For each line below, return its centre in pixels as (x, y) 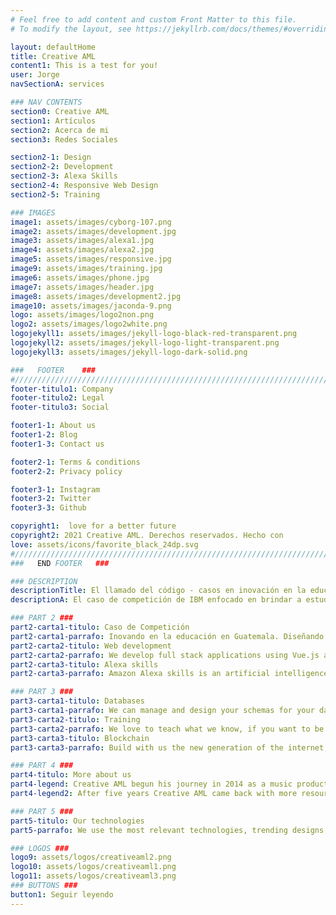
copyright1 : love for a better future (93, 526)
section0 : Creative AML (60, 111)
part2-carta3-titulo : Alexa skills (84, 664)
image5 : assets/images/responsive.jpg (91, 259)
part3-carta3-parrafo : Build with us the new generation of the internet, (169, 747)
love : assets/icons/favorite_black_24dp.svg (104, 544)
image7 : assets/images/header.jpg (82, 287)
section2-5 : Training (55, 194)
